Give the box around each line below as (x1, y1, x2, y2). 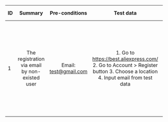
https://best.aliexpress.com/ (92, 55, 158, 62)
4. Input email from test (98, 74, 152, 81)
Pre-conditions (49, 9, 87, 16)
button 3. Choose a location (92, 68, 158, 74)
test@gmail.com (49, 68, 87, 74)
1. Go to (115, 49, 135, 56)
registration (17, 55, 45, 62)
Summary (19, 9, 43, 16)
